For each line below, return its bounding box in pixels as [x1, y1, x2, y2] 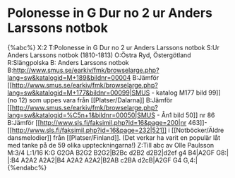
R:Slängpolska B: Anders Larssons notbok [7, 58, 129, 66]
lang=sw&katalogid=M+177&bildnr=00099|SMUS [7, 88, 150, 97]
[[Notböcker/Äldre [171, 126, 224, 134]
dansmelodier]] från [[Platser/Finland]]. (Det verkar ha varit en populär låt [7, 133, 221, 142]
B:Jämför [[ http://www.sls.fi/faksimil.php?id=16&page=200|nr [7, 118, 187, 126]
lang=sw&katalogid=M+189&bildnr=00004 [7, 73, 131, 82]
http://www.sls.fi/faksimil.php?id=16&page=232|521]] [11, 126, 167, 134]
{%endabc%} [7, 163, 47, 172]
